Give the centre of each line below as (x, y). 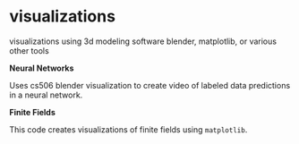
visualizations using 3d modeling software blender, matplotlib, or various (143, 41)
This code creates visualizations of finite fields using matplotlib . (128, 129)
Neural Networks (42, 68)
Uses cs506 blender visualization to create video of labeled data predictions (150, 85)
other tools (29, 50)
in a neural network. (46, 95)
